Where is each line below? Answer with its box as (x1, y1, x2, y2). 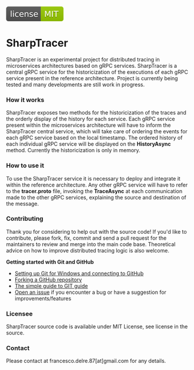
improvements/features (14, 294, 72, 302)
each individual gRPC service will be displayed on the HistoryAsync (6, 140, 172, 148)
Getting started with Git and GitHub (6, 258, 94, 266)
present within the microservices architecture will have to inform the (6, 122, 171, 129)
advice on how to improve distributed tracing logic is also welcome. (6, 247, 169, 254)
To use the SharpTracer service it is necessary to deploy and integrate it (6, 175, 180, 182)
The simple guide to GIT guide (14, 282, 88, 289)
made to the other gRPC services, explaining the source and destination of (6, 194, 187, 201)
